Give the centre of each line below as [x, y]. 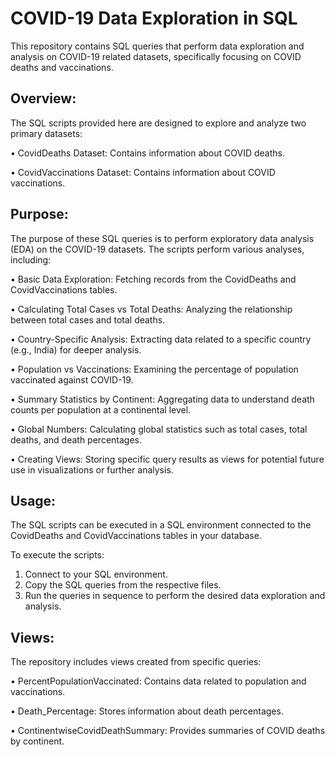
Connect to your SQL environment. [96, 574]
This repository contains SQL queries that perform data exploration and [157, 46]
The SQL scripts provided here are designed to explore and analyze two [158, 123]
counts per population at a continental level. [101, 409]
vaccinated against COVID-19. [72, 379]
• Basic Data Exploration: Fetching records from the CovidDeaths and [153, 279]
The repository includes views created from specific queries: [136, 662]
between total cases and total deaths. [88, 319]
